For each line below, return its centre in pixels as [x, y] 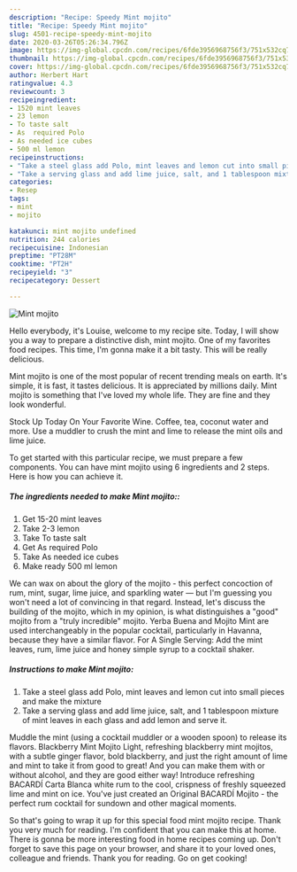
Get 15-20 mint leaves [62, 518]
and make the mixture [61, 701]
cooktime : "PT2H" [41, 264]
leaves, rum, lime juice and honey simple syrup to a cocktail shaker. [132, 649]
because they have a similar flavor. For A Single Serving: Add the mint [136, 640]
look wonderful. [38, 404]
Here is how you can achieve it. [66, 476]
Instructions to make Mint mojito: [72, 669]
